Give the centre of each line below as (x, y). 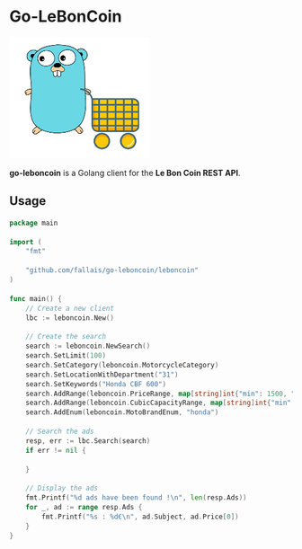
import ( (26, 242)
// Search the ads (60, 431)
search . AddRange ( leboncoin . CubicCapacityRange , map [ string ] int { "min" (159, 403)
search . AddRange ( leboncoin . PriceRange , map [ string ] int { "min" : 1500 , (156, 394)
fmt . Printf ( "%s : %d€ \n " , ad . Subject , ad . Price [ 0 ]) (141, 517)
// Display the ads (62, 488)
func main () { (36, 298)
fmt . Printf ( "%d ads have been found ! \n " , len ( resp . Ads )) (136, 498)
